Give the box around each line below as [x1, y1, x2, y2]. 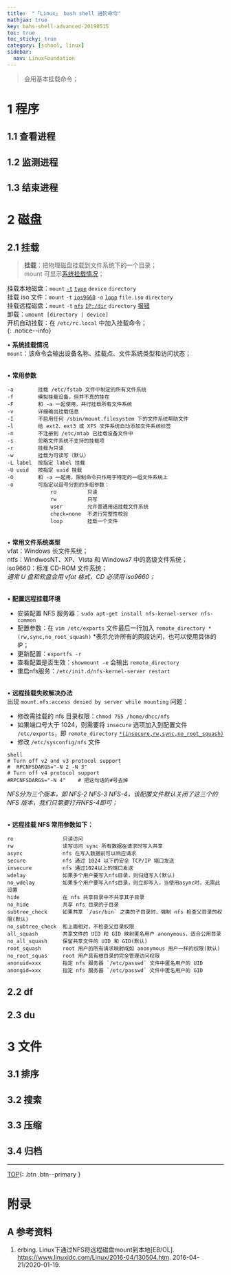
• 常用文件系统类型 [7, 538, 60, 547]
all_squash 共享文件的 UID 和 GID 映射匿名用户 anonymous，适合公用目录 [7, 931, 221, 938]
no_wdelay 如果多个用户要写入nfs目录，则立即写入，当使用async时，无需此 [7, 879, 221, 887]
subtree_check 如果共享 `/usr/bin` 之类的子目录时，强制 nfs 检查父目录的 [7, 909, 218, 916]
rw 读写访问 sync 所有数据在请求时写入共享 [7, 843, 164, 850]
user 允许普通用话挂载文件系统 [50, 503, 149, 510]
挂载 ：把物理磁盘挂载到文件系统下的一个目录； [23, 261, 157, 269]
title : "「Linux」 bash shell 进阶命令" [7, 10, 122, 17]
